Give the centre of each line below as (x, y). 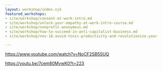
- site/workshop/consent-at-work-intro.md (49, 18)
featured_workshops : (26, 14)
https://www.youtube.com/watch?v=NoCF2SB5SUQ (57, 54)
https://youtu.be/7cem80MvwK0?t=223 (45, 63)
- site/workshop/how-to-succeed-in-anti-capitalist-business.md (71, 32)
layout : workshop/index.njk (33, 9)
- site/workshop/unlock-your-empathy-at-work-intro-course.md (69, 23)
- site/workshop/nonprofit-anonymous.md (47, 27)
